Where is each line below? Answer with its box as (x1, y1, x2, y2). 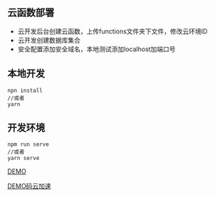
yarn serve (7, 155, 40, 162)
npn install (7, 87, 43, 94)
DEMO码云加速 (7, 182, 51, 191)
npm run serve (7, 141, 50, 148)
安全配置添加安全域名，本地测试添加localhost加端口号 (17, 45, 176, 53)
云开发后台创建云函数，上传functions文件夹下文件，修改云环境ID (17, 27, 208, 36)
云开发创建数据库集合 (17, 36, 80, 44)
